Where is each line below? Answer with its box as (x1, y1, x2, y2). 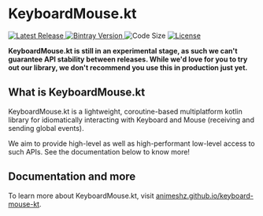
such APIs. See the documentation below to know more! (8, 147, 191, 156)
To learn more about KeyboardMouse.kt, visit (8, 191, 154, 200)
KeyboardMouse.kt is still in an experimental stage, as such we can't (8, 46, 238, 55)
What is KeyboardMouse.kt (8, 86, 146, 99)
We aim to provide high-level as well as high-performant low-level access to (8, 139, 256, 148)
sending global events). (8, 123, 84, 132)
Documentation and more (8, 170, 136, 184)
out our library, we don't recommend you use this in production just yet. (8, 62, 248, 72)
